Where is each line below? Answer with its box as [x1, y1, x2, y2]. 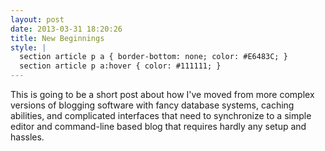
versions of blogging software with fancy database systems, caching [10, 99, 295, 111]
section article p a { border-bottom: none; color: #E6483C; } [19, 52, 288, 62]
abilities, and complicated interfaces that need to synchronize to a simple [10, 110, 312, 121]
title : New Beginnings [10, 33, 105, 43]
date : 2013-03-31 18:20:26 [10, 24, 123, 34]
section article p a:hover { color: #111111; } [19, 61, 222, 71]
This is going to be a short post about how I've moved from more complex [10, 89, 315, 100]
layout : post [10, 14, 65, 25]
